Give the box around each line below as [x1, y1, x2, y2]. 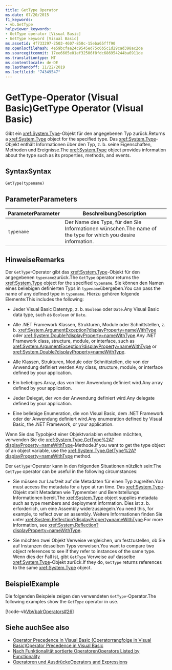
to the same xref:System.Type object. [12, 565, 92, 571]
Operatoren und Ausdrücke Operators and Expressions [12, 659, 128, 665]
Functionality [12, 653, 40, 659]
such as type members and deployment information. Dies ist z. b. [12, 500, 150, 506]
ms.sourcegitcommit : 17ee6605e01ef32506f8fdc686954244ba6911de [5, 50, 143, 55]
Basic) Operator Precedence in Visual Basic [12, 642, 103, 648]
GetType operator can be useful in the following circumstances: [5, 468, 138, 475]
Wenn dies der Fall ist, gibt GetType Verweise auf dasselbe [12, 554, 136, 560]
